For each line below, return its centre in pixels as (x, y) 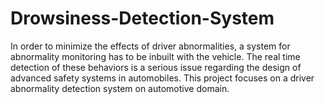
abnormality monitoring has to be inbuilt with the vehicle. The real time (155, 56)
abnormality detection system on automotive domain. (120, 88)
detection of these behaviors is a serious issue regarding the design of (156, 67)
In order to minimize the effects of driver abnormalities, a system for (150, 46)
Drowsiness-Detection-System (142, 18)
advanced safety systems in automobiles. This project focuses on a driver (162, 78)
